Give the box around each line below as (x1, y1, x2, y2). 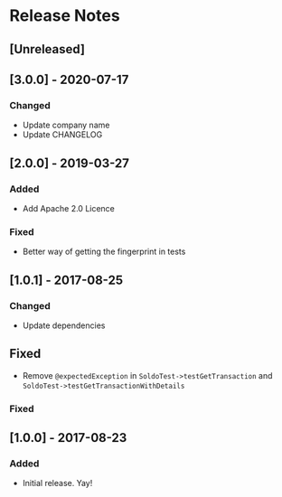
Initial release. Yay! (22, 478, 93, 489)
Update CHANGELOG (22, 129, 103, 140)
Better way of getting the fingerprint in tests (22, 246, 186, 258)
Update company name (22, 119, 110, 131)
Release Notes (9, 5, 120, 26)
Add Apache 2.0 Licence (22, 202, 116, 213)
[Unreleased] (9, 42, 86, 57)
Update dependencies (22, 320, 106, 331)
